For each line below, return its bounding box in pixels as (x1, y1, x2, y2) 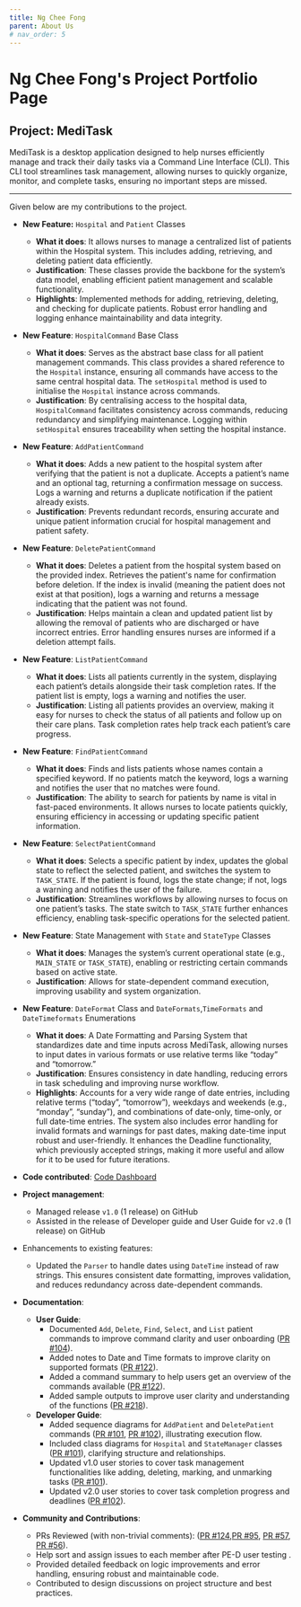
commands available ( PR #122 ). (48, 1381, 166, 1392)
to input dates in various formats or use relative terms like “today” (35, 1049, 279, 1060)
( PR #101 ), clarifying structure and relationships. (48, 1448, 227, 1459)
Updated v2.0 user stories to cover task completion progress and (48, 1486, 290, 1497)
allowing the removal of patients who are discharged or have (35, 617, 260, 629)
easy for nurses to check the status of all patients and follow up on (35, 710, 282, 720)
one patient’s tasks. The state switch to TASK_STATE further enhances (35, 904, 288, 914)
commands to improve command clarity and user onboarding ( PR (48, 1333, 290, 1344)
